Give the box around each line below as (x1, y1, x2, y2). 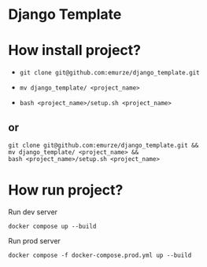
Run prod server (8, 236, 61, 245)
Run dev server (8, 207, 57, 217)
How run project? (8, 181, 124, 199)
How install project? (8, 42, 142, 60)
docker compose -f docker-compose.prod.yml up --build (8, 251, 192, 259)
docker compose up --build (8, 222, 97, 230)
